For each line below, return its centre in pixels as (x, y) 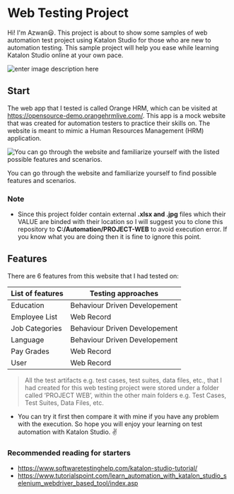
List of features (37, 293)
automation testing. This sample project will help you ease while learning (113, 47)
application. (24, 138)
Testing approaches (124, 293)
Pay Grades (30, 351)
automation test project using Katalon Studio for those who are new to (109, 40)
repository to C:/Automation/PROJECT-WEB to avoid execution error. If (122, 229)
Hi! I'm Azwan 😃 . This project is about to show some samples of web (107, 33)
